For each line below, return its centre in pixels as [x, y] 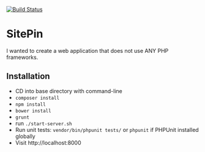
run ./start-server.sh [43, 123]
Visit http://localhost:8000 [48, 142]
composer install [37, 98]
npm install [30, 104]
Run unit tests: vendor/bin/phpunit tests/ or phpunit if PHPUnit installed [107, 130]
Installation [28, 76]
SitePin [25, 34]
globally [25, 136]
